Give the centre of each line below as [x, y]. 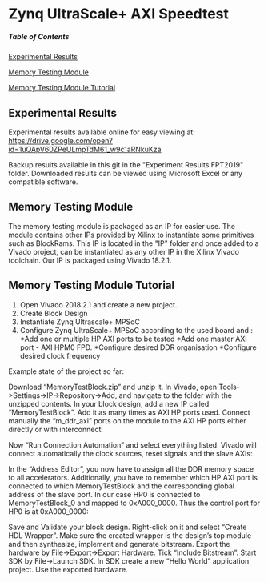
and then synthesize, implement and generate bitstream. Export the [119, 544]
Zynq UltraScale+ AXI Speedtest [119, 14]
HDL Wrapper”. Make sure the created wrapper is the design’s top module [130, 535]
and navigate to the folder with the [175, 395]
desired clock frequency [60, 355]
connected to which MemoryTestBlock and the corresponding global [121, 486]
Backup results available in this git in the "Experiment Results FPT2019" [126, 164]
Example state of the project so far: [66, 371]
